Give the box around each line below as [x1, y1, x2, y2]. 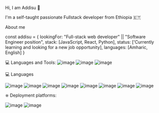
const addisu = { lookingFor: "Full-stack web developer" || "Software [5, 34, 146, 40]
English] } [5, 50, 25, 56]
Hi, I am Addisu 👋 [5, 5, 41, 10]
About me [5, 24, 25, 30]
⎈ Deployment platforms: [5, 92, 57, 98]
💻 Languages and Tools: [5, 59, 56, 65]
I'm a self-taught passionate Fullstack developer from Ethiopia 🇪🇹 [5, 14, 141, 20]
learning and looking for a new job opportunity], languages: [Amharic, [5, 45, 148, 50]
